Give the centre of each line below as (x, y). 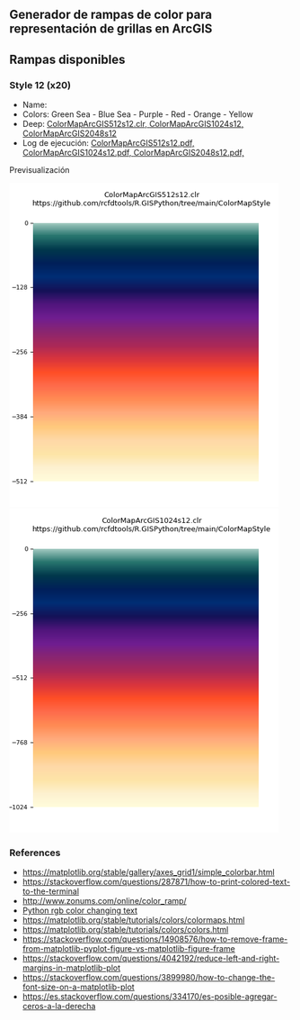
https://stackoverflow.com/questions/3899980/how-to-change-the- (149, 978)
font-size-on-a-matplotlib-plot (78, 987)
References (35, 853)
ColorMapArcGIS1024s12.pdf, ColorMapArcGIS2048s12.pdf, (133, 153)
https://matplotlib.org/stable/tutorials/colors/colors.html (125, 930)
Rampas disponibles (67, 59)
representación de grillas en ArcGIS (111, 29)
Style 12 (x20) (40, 85)
